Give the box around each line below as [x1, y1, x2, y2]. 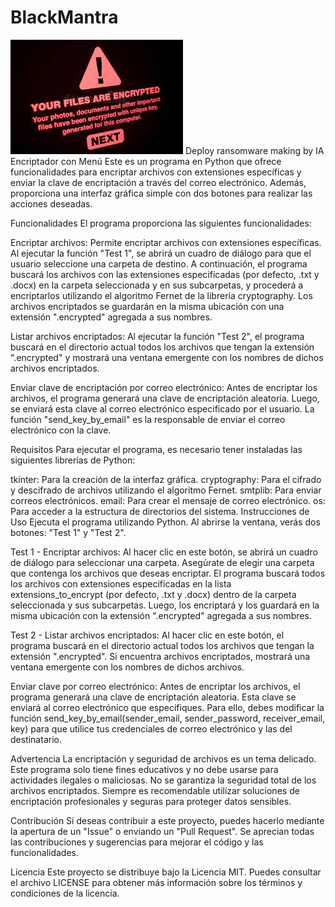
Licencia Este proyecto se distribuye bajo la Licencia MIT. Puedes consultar [10, 866, 322, 878]
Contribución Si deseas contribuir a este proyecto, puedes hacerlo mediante [10, 814, 325, 826]
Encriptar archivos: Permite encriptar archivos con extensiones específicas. [10, 236, 322, 248]
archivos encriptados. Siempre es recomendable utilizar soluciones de [10, 784, 300, 796]
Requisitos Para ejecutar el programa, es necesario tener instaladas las [10, 443, 303, 455]
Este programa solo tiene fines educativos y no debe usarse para [10, 763, 279, 775]
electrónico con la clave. [10, 424, 112, 436]
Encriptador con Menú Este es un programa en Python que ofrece [10, 155, 282, 167]
